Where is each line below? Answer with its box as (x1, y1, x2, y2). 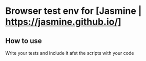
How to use (5, 36, 42, 45)
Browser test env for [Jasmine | (5, 5, 142, 17)
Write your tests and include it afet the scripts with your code (5, 50, 134, 56)
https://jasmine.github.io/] (5, 16, 121, 28)
